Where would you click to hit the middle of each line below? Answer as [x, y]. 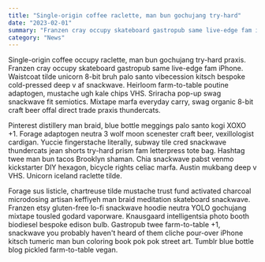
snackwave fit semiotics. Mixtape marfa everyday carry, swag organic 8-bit [131, 102]
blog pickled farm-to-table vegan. [63, 250]
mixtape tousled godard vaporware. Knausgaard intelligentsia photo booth [129, 216]
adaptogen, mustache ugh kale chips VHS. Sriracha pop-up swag [115, 94]
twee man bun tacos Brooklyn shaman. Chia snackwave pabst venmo [121, 159]
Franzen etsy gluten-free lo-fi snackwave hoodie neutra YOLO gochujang [127, 208]
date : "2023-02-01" [40, 23]
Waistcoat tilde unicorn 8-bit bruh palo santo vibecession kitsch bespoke [127, 77]
